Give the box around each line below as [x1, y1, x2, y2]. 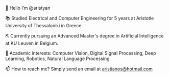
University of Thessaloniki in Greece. [5, 23, 83, 28]
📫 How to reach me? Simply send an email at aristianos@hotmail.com [5, 66, 153, 72]
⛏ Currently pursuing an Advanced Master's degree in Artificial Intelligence [5, 33, 164, 38]
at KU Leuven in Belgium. [5, 40, 59, 46]
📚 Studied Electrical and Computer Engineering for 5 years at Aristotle [5, 15, 154, 21]
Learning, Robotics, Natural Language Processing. [5, 55, 111, 62]
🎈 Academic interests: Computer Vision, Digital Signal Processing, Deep [5, 50, 157, 56]
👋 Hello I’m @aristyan [5, 5, 51, 11]
